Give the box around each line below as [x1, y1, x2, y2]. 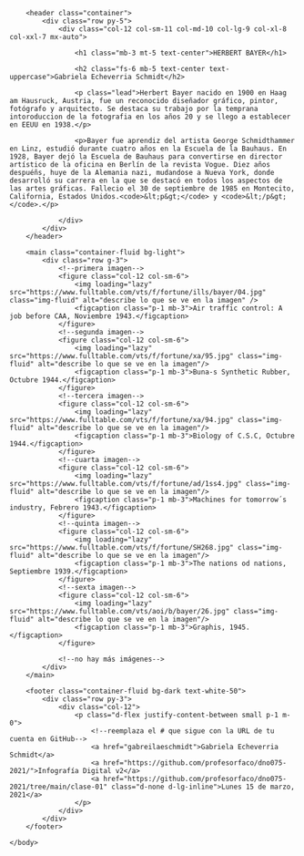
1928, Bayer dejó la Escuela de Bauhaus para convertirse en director [9, 152, 283, 161]
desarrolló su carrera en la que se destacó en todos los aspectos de [9, 176, 283, 185]
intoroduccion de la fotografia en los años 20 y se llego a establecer [9, 112, 291, 121]
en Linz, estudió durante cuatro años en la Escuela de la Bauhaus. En [9, 144, 287, 153]
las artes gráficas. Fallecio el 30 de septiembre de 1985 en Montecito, [9, 184, 296, 193]
